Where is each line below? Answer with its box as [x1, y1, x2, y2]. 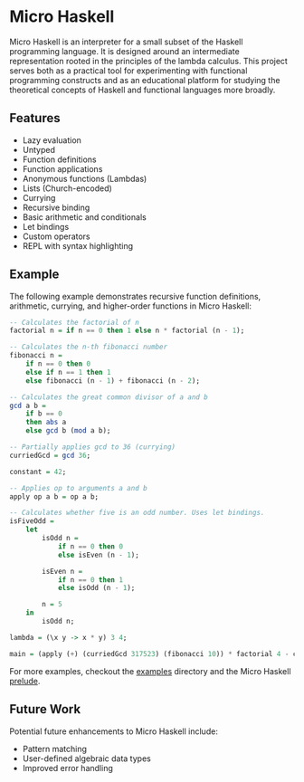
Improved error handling [22, 762, 113, 773]
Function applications [22, 163, 103, 174]
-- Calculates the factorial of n [9, 318, 140, 327]
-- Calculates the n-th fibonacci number [9, 342, 168, 352]
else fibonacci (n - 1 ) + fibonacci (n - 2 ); [25, 376, 201, 386]
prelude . [9, 675, 41, 686]
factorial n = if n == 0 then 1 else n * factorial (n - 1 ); [9, 326, 245, 336]
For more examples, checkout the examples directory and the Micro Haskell [9, 665, 291, 676]
